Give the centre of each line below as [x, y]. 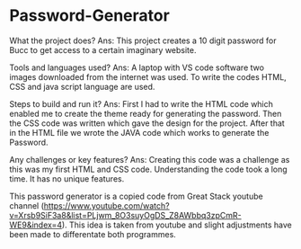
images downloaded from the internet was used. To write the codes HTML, [148, 76]
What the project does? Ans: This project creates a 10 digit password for [143, 40]
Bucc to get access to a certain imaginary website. [103, 49]
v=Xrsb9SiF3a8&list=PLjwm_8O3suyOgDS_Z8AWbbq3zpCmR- [125, 215]
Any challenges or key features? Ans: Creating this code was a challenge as [150, 159]
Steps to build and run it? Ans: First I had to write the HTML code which [142, 103]
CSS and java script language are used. [82, 86]
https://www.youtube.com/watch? [106, 205]
